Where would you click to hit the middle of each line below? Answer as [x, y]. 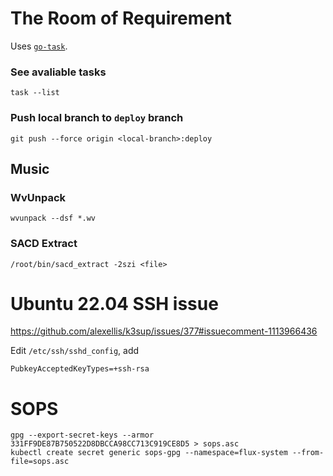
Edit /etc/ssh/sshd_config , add [75, 351]
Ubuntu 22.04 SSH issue [114, 303]
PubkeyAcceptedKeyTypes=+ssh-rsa [80, 369]
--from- [308, 453]
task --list [35, 93]
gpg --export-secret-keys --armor [82, 435]
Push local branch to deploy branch [97, 118]
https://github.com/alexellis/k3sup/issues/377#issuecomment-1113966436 [164, 331]
